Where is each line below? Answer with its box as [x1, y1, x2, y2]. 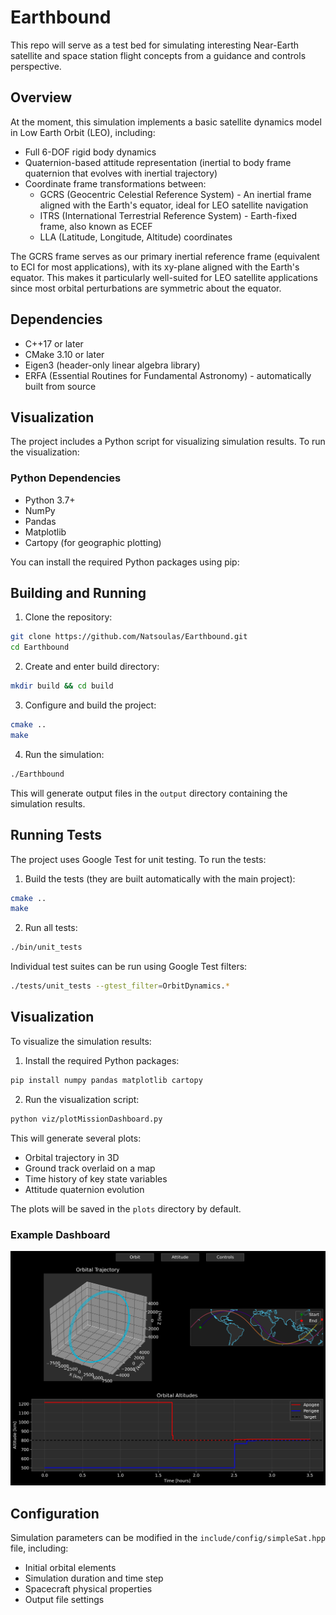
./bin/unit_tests [10, 942, 83, 953]
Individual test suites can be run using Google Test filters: [10, 961, 248, 973]
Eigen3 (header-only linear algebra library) [24, 359, 201, 371]
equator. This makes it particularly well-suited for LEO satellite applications [10, 271, 318, 283]
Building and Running [10, 585, 147, 602]
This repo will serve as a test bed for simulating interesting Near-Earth [10, 39, 300, 51]
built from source [24, 380, 97, 392]
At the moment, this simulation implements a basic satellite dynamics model [10, 116, 322, 128]
